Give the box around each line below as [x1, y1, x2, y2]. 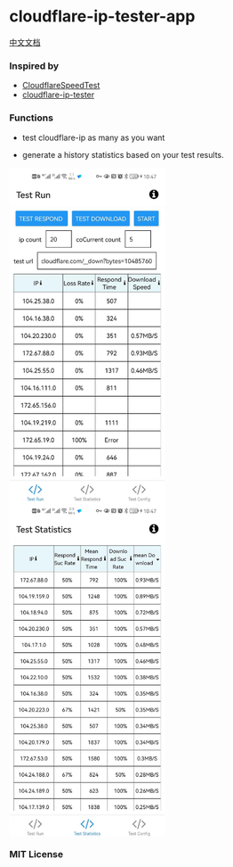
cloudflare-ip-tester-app [9, 6, 196, 27]
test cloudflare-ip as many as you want [21, 132, 165, 143]
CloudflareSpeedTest [21, 80, 100, 91]
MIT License [9, 848, 64, 861]
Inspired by [9, 60, 60, 72]
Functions [9, 111, 53, 124]
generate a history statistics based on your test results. [21, 149, 224, 160]
